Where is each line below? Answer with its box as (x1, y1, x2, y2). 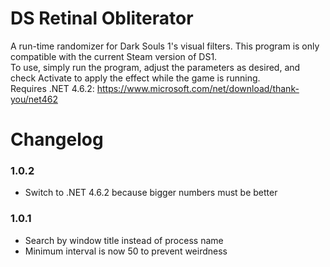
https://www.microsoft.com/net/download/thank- (96, 82, 300, 94)
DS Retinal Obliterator (10, 7, 194, 30)
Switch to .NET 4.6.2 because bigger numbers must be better (24, 187, 278, 199)
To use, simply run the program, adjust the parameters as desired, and (10, 61, 301, 73)
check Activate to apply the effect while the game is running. (10, 72, 261, 84)
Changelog (10, 128, 104, 151)
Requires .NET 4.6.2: (10, 82, 95, 94)
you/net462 (10, 93, 58, 105)
